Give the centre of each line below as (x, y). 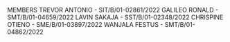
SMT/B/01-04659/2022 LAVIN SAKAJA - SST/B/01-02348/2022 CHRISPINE (115, 17)
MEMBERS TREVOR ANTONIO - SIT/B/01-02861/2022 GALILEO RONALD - (113, 10)
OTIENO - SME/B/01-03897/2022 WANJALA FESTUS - (85, 24)
